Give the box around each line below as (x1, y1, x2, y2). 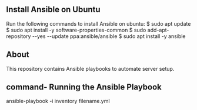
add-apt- (147, 26, 169, 33)
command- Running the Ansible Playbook (6, 82, 162, 92)
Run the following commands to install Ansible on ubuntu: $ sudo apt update (6, 20, 191, 27)
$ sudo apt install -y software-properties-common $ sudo (6, 26, 146, 33)
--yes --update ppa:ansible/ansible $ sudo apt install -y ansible (32, 32, 186, 40)
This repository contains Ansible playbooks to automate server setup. (6, 65, 175, 72)
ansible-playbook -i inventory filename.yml (6, 98, 110, 105)
